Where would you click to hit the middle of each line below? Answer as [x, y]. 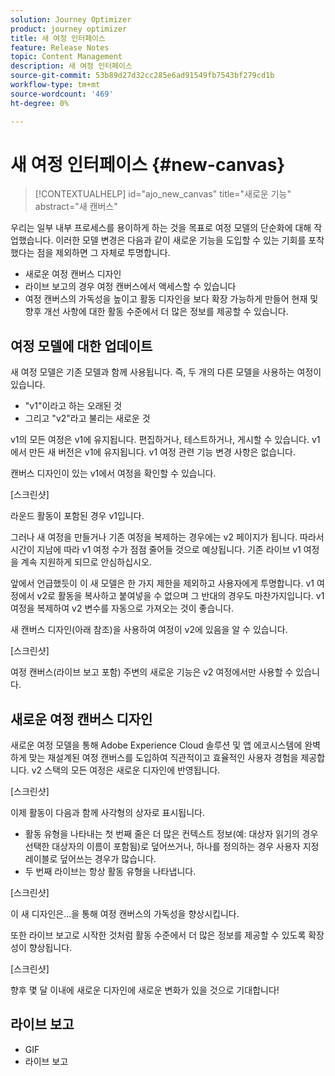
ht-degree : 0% [40, 103]
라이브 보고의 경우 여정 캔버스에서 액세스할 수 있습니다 [130, 287]
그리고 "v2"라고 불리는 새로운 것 [87, 418]
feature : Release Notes [60, 47]
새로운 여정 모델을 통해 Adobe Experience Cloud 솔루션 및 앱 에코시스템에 [156, 745]
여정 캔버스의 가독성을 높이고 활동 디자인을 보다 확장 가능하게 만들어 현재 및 [171, 299]
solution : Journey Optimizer [71, 19]
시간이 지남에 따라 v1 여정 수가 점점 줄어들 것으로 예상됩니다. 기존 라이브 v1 [156, 550]
